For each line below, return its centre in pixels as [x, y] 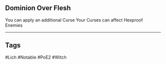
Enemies [14, 25]
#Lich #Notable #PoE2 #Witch [36, 57]
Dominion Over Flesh [38, 8]
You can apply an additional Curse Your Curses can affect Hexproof [74, 20]
